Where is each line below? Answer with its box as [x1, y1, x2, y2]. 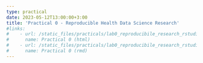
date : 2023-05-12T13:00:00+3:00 [6, 14, 88, 20]
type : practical [6, 8, 47, 15]
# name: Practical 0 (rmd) [6, 48, 88, 54]
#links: [6, 25, 26, 32]
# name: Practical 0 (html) [6, 37, 91, 43]
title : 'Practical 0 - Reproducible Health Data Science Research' [6, 20, 180, 26]
